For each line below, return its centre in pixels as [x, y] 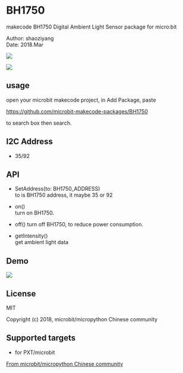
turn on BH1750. [34, 213]
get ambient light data [42, 242]
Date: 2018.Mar [25, 45]
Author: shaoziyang [30, 38]
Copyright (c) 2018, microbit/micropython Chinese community [82, 319]
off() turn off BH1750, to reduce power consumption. [79, 225]
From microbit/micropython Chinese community [65, 363]
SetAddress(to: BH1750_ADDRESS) [57, 189]
